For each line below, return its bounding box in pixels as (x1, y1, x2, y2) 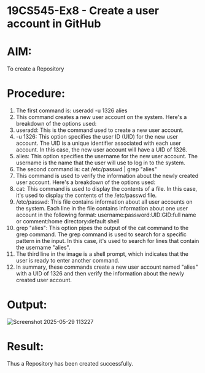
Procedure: (7, 87, 66, 101)
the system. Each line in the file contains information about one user (15, 205, 188, 212)
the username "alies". (15, 244, 71, 252)
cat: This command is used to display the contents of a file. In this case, (15, 185, 198, 193)
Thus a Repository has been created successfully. (7, 360, 134, 367)
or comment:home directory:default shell (15, 218, 120, 225)
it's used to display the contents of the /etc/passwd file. (15, 191, 157, 199)
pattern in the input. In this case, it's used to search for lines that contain (15, 237, 199, 245)
